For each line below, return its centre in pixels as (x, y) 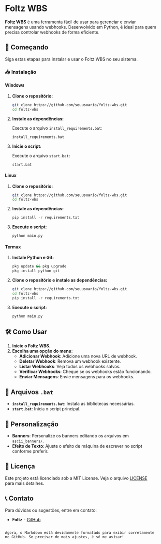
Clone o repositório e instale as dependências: (60, 280)
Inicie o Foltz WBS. (31, 346)
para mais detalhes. (25, 483)
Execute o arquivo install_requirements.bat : (57, 128)
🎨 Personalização (32, 424)
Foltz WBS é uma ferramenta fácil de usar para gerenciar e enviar (71, 22)
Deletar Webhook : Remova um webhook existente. (70, 361)
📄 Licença (20, 466)
